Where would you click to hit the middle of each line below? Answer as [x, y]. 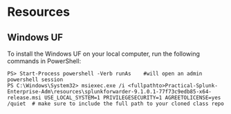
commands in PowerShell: [44, 61]
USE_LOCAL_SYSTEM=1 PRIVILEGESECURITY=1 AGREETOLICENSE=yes [132, 98]
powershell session [35, 80]
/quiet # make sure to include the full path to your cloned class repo [116, 104]
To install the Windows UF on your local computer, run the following [104, 54]
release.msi [24, 98]
